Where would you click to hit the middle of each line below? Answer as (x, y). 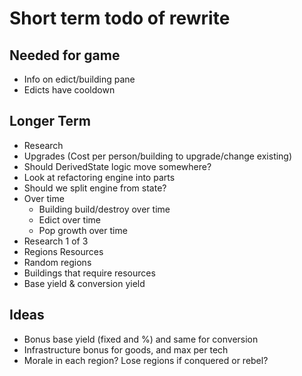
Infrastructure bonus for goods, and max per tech (126, 349)
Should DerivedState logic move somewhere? (117, 166)
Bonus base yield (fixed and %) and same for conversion (141, 339)
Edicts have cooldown (69, 90)
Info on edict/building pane (79, 79)
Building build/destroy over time (104, 209)
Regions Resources (63, 251)
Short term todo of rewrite (120, 18)
